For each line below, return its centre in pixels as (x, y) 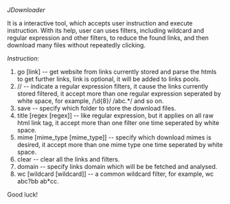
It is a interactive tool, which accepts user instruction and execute (100, 23)
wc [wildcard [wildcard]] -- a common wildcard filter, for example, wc (115, 174)
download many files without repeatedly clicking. (77, 45)
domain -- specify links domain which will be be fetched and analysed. (117, 167)
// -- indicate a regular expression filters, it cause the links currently (113, 86)
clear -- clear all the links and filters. (68, 159)
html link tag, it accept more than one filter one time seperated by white (118, 123)
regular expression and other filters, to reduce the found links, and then (108, 38)
